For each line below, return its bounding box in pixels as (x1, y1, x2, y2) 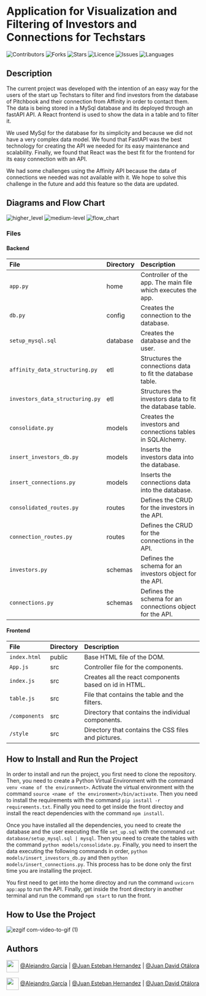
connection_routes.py (9, 533, 72, 540)
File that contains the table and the (83, 690, 184, 699)
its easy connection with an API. (6, 155, 88, 162)
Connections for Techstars (6, 31, 146, 44)
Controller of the (140, 270, 188, 279)
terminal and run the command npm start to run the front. (6, 892, 151, 899)
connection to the (140, 311, 191, 319)
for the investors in (140, 503, 195, 512)
